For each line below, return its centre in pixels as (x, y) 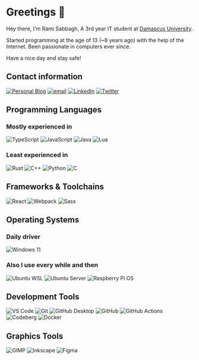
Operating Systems (43, 220)
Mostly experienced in (39, 127)
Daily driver (23, 236)
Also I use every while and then (52, 265)
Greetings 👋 (36, 12)
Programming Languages (54, 110)
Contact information (45, 77)
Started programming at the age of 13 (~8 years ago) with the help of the (95, 40)
